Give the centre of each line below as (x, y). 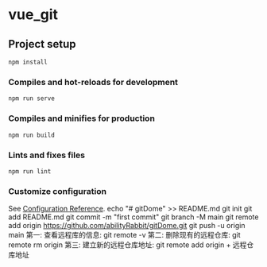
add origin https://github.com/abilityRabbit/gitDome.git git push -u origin (127, 226)
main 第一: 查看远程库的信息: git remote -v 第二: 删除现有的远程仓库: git (124, 235)
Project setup (43, 44)
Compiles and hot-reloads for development (93, 82)
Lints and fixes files (47, 155)
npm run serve (32, 99)
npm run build (32, 135)
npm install (28, 62)
